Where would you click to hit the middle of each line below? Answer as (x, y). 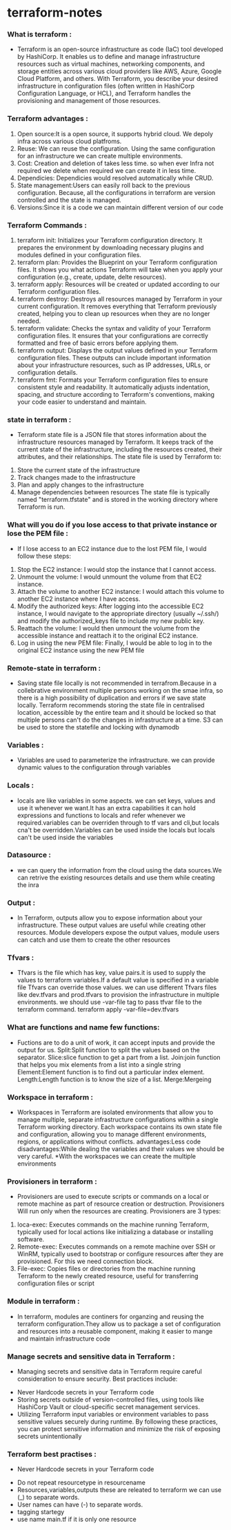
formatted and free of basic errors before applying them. (98, 343)
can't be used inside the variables (65, 837)
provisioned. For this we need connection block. (85, 1261)
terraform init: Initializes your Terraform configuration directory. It (110, 241)
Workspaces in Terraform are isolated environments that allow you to (115, 1112)
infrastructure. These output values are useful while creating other (111, 925)
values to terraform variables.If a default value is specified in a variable (118, 980)
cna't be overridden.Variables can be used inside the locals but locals (116, 830)
